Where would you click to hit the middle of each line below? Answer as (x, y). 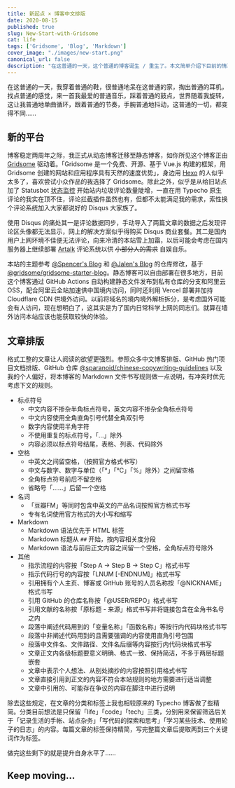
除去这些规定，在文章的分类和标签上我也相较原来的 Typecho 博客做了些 (111, 703)
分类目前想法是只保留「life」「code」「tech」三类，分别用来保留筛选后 (120, 712)
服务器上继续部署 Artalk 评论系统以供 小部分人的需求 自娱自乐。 (99, 249)
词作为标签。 (26, 738)
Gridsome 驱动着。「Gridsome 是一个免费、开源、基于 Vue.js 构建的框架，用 (116, 164)
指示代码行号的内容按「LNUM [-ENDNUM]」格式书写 (104, 574)
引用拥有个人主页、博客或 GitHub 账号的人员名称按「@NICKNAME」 (126, 583)
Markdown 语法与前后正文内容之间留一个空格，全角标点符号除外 (121, 548)
